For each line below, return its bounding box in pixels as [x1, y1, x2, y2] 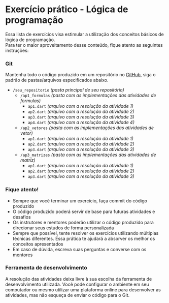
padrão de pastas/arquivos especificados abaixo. [5, 77, 109, 83]
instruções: [5, 47, 29, 53]
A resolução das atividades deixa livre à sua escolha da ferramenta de [5, 276, 152, 282]
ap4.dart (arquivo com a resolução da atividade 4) [27, 119, 135, 126]
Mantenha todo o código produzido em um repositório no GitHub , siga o [5, 72, 156, 78]
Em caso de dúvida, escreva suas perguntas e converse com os [12, 246, 147, 252]
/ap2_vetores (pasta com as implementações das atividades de [20, 125, 154, 131]
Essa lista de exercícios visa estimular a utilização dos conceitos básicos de [5, 31, 164, 37]
